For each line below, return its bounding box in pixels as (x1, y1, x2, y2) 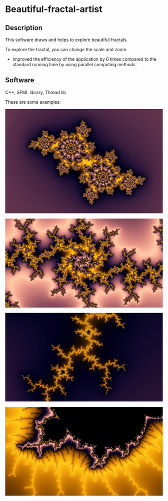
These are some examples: (5, 99, 61, 105)
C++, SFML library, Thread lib (5, 89, 66, 95)
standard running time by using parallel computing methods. (12, 62, 137, 67)
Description (5, 24, 42, 32)
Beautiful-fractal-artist (5, 4, 102, 15)
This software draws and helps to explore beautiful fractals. (5, 37, 128, 43)
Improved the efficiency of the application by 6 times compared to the (12, 56, 156, 62)
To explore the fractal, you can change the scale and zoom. (5, 47, 127, 52)
